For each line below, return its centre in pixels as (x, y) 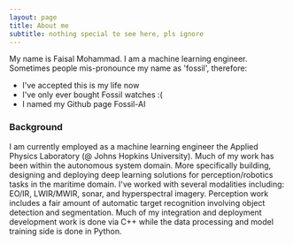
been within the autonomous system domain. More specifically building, (140, 165)
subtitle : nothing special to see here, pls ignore (106, 34)
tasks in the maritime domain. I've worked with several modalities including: (147, 184)
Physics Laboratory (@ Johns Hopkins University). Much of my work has (142, 156)
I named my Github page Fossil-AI (84, 104)
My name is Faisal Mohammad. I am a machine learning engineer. (128, 59)
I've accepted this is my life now (81, 86)
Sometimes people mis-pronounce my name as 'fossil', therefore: (128, 68)
